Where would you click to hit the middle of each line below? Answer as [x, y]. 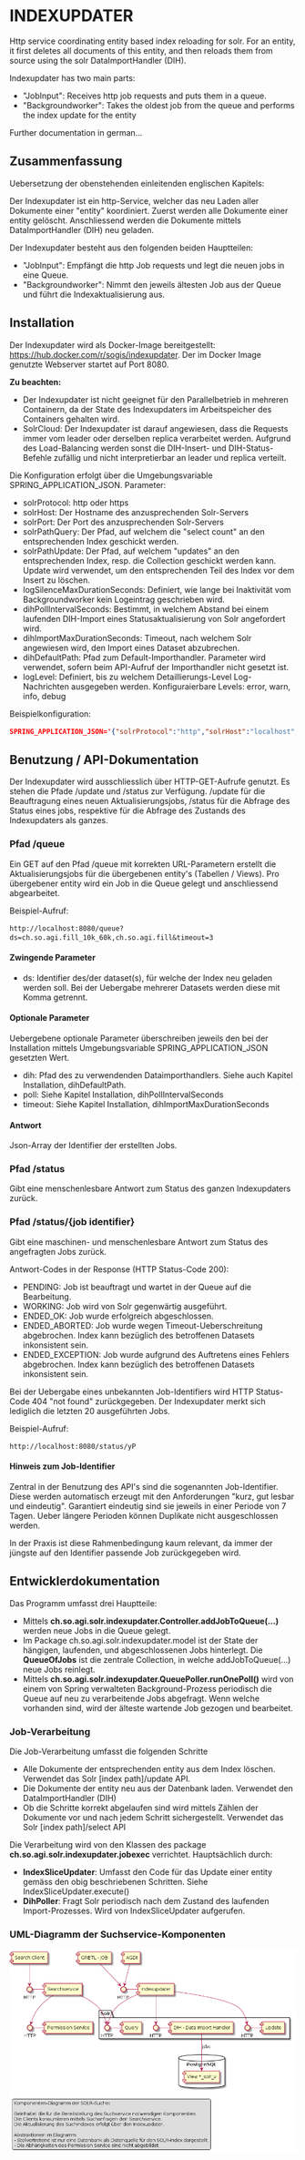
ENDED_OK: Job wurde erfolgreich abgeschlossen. [118, 1316]
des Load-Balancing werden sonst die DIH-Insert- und [124, 448]
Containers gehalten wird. [71, 419]
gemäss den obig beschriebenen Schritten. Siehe [115, 1882]
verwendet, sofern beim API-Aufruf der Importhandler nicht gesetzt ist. [156, 667]
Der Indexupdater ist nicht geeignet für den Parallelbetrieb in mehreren [155, 399]
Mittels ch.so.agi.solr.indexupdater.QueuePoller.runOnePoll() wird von [158, 1679]
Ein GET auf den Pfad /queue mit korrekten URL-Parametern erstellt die [143, 864]
